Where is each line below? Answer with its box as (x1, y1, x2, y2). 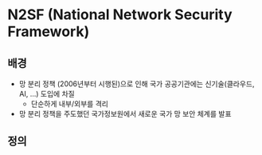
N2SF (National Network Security (7, 6, 233, 24)
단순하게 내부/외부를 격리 (30, 99, 109, 109)
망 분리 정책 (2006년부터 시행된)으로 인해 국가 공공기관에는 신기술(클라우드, (18, 79, 255, 89)
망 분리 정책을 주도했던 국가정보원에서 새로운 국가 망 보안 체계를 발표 (18, 109, 232, 118)
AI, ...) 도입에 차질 (18, 89, 75, 98)
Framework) (7, 22, 90, 41)
